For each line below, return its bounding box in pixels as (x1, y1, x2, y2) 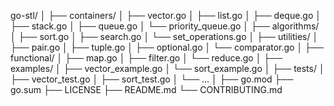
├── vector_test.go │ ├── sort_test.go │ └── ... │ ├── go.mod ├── (10, 73, 294, 85)
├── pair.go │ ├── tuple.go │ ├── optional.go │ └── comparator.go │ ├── (10, 41, 324, 53)
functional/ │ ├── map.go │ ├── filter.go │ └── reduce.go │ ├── (10, 52, 283, 64)
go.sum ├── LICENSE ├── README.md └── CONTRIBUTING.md (10, 84, 283, 95)
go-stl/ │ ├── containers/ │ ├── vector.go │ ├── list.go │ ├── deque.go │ (10, 10, 322, 21)
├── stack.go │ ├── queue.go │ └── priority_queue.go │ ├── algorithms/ (10, 20, 320, 32)
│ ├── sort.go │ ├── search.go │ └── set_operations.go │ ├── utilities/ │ (10, 31, 319, 42)
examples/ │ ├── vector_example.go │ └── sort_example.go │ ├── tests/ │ (10, 63, 325, 74)
